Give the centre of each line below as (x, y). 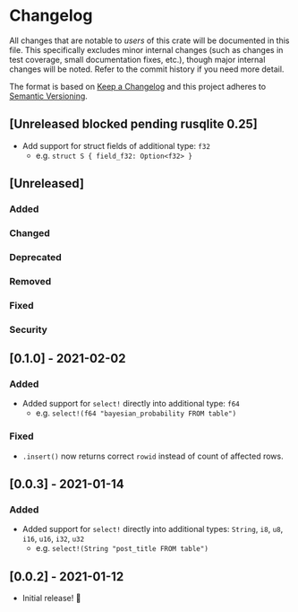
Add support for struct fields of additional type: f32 (116, 145)
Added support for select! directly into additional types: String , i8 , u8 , (153, 529)
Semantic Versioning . (48, 96)
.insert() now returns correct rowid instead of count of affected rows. (153, 456)
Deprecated (36, 257)
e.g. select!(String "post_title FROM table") (122, 548)
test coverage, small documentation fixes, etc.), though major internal (137, 59)
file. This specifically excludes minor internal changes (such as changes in (146, 49)
